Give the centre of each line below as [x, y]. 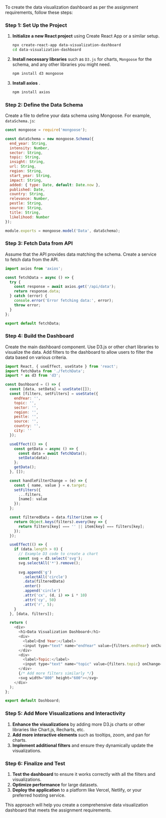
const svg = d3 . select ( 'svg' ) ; [50, 559]
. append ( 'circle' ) [42, 591]
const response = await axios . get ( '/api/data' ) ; [65, 287]
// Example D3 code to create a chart [58, 554]
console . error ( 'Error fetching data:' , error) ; [64, 301]
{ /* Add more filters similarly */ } [56, 673]
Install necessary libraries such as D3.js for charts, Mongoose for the [82, 59]
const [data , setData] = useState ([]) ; [51, 389]
